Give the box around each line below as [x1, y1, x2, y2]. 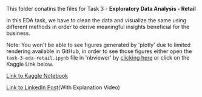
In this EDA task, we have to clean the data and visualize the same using [6, 17, 187, 23]
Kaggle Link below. [6, 60, 53, 67]
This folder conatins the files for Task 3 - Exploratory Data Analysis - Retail [6, 5, 196, 12]
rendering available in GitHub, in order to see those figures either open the [6, 48, 192, 55]
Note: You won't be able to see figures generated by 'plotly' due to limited [6, 42, 191, 48]
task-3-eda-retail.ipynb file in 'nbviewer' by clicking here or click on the [6, 54, 190, 61]
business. [6, 30, 30, 37]
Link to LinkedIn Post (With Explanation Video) [6, 84, 120, 91]
